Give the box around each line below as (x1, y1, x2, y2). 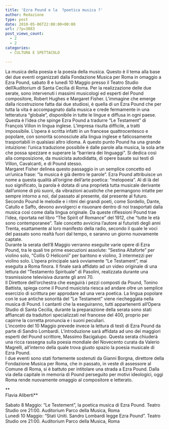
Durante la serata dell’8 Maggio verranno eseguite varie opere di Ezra (5, 241, 150, 247)
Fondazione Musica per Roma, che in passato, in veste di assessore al (5, 360, 152, 366)
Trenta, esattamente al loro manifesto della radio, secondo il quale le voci (5, 225, 158, 232)
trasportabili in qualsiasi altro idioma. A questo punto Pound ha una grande (5, 138, 161, 145)
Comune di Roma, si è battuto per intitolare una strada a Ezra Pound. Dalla (5, 366, 159, 372)
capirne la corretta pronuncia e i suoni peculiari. (5, 317, 105, 323)
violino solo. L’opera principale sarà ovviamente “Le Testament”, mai (5, 258, 148, 264)
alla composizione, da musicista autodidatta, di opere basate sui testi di (5, 155, 154, 161)
